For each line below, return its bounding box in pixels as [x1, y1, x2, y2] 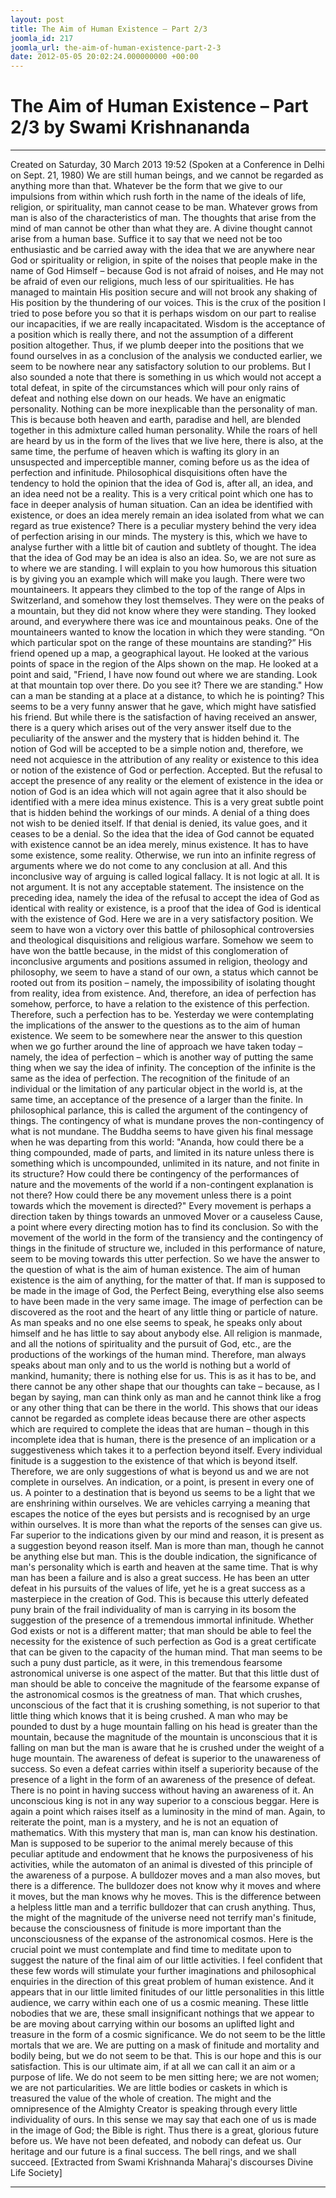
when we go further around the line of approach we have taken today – [10, 1041, 303, 1053]
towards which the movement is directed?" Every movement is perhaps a [10, 1200, 312, 1212]
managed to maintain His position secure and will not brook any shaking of [10, 286, 318, 298]
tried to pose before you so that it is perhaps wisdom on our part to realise [10, 307, 317, 320]
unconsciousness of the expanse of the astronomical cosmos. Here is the [10, 1933, 314, 1945]
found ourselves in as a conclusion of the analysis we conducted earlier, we [10, 350, 323, 362]
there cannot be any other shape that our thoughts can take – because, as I [10, 1381, 320, 1393]
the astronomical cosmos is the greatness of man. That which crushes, [10, 1689, 303, 1701]
